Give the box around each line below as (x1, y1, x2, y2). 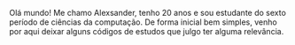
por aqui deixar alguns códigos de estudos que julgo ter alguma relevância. (9, 26, 284, 36)
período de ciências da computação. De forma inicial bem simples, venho (9, 17, 277, 27)
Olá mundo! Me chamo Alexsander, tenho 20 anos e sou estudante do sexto (9, 8, 286, 18)
